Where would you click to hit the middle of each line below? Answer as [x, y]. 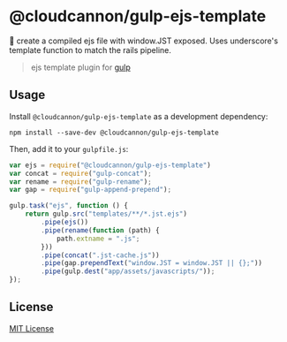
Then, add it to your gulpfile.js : [69, 148]
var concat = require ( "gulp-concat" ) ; [80, 173]
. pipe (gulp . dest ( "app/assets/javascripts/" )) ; [128, 271]
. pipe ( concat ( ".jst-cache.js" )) [101, 255]
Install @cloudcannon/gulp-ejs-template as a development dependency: [139, 116]
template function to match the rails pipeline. [91, 49]
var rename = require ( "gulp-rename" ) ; [80, 182]
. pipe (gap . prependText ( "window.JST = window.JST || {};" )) [152, 263]
